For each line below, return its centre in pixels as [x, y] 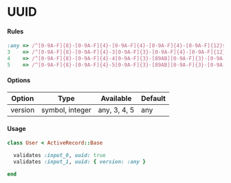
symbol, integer [66, 110]
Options [19, 80]
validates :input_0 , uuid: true [60, 156]
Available [116, 99]
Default [153, 99]
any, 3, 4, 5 [116, 110]
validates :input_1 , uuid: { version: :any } [80, 162]
